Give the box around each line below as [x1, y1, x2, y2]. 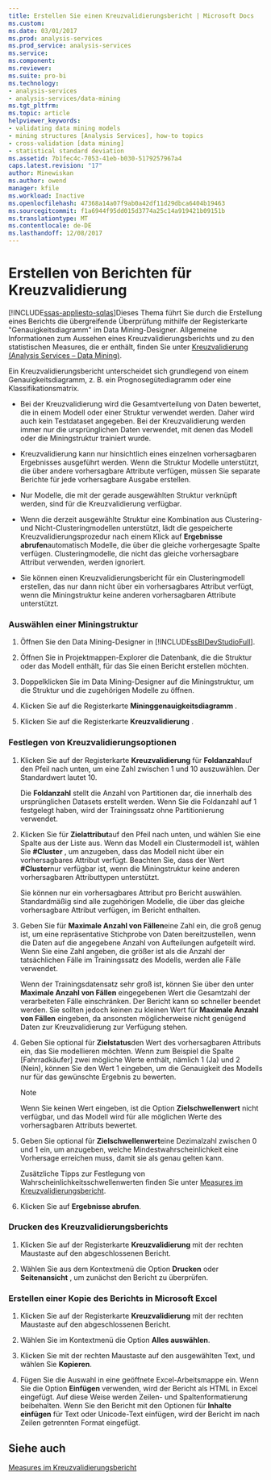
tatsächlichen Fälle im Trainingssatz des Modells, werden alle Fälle [19, 955, 241, 965]
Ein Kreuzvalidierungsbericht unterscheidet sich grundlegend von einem [8, 366, 248, 376]
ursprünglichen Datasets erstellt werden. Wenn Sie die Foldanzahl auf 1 [19, 796, 256, 807]
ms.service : [8, 49, 48, 57]
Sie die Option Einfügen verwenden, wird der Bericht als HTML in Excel [19, 1384, 258, 1394]
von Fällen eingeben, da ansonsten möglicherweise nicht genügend [19, 1013, 247, 1023]
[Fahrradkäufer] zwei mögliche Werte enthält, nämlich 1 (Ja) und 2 [19, 1054, 240, 1065]
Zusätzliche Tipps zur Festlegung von [19, 1169, 146, 1178]
